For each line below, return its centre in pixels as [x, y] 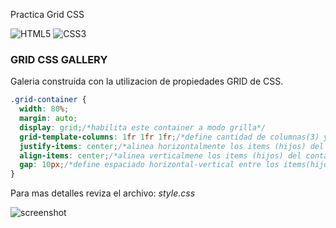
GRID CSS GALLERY [59, 59]
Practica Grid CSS [47, 14]
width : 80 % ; [44, 109]
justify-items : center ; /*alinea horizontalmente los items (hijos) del [172, 146]
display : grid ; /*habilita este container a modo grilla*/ [143, 127]
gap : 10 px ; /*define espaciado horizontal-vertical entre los [149, 165]
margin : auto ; [48, 119]
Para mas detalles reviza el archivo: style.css [103, 193]
